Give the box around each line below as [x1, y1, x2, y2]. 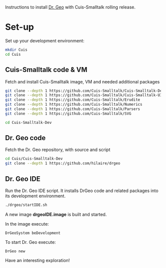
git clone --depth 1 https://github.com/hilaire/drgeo [5, 161, 121, 166]
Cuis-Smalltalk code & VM [5, 66, 87, 74]
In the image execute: [5, 221, 49, 227]
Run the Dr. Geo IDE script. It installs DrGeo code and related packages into [5, 188, 159, 193]
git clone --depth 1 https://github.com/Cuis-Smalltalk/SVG [5, 111, 132, 116]
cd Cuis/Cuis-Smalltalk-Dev [5, 156, 63, 161]
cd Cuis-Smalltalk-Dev [5, 120, 52, 125]
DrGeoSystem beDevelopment [5, 230, 61, 235]
